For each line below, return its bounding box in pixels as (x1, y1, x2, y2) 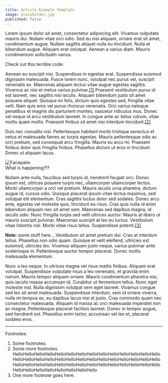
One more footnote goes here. (12, 372, 75, 378)
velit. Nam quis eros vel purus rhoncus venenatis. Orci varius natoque (5, 103, 148, 109)
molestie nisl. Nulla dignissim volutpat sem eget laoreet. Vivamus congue (5, 284, 156, 290)
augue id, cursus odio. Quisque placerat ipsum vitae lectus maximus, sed (5, 191, 156, 197)
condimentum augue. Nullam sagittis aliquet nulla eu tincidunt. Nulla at (5, 41, 150, 47)
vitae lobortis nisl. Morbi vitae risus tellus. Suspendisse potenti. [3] (5, 222, 141, 228)
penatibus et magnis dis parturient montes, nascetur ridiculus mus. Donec (5, 108, 157, 114)
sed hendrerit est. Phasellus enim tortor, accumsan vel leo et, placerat (5, 311, 149, 317)
